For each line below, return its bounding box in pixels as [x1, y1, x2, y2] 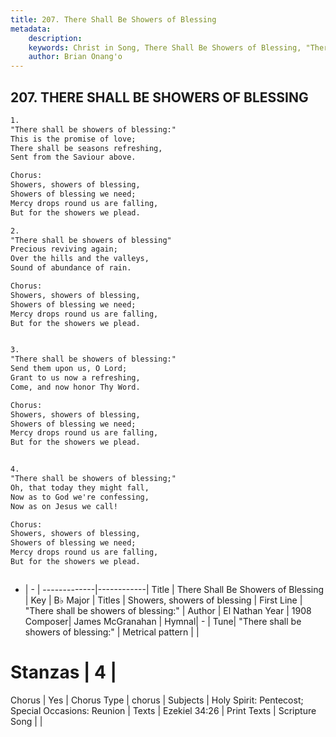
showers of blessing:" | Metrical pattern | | [24, 626, 200, 638]
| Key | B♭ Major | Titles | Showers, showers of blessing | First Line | [24, 594, 303, 606]
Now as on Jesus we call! [10, 501, 118, 511]
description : [28, 33, 83, 43]
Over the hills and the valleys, [10, 254, 150, 264]
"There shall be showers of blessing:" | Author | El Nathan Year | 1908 [24, 604, 312, 616]
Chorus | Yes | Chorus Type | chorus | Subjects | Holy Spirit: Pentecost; [10, 694, 304, 706]
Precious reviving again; [10, 244, 118, 255]
